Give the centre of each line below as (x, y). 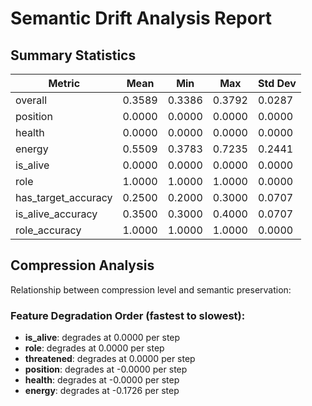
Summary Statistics (73, 55)
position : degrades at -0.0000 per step (106, 369)
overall (31, 100)
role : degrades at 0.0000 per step (94, 348)
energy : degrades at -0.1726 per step (102, 391)
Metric (64, 83)
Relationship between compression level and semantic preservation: (151, 289)
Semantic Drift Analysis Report (141, 18)
